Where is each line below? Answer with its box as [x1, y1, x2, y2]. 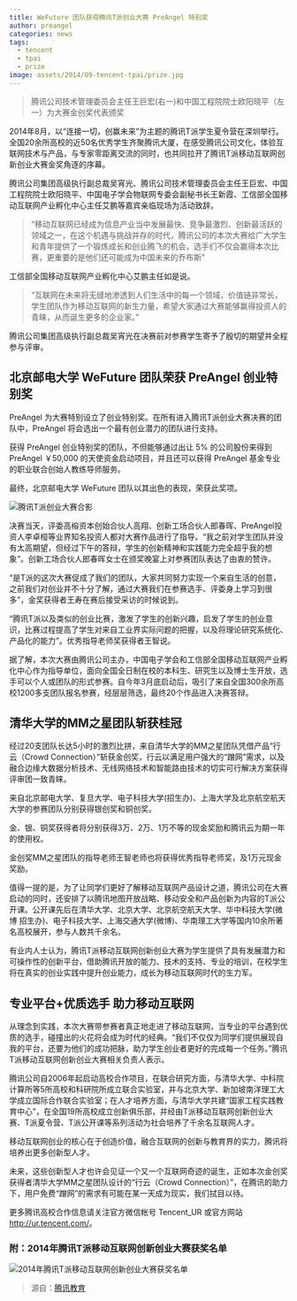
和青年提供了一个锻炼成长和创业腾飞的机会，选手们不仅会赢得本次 [30, 241, 271, 251]
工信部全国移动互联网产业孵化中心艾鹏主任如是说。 [9, 271, 195, 281]
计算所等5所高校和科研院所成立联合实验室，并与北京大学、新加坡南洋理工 [9, 1084, 278, 1095]
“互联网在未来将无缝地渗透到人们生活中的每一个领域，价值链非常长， [30, 289, 283, 300]
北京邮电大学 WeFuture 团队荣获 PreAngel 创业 [9, 370, 267, 385]
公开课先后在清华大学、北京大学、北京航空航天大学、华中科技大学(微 [32, 905, 284, 915]
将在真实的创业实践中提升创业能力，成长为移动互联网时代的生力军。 [9, 967, 257, 978]
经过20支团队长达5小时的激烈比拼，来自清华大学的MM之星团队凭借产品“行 [9, 741, 281, 751]
